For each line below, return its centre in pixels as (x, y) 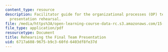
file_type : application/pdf (34, 28)
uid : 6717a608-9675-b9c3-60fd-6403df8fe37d (51, 42)
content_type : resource (30, 10)
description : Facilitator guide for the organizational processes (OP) (81, 14)
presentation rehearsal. (35, 19)
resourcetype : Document (30, 33)
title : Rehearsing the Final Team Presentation (56, 38)
